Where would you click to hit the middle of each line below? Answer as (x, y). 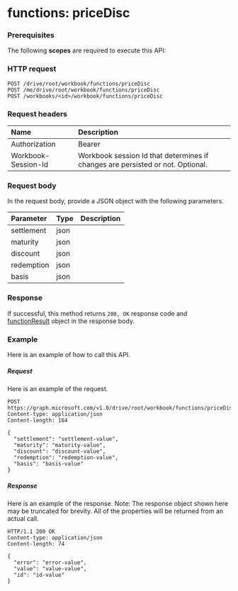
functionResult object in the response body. (71, 321)
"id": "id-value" (39, 575)
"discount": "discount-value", (60, 451)
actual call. (23, 518)
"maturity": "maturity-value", (60, 445)
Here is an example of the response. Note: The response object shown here (118, 503)
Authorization (33, 145)
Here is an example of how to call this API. (69, 354)
